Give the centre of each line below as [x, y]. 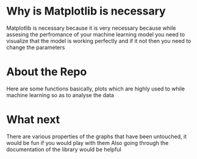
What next [33, 120]
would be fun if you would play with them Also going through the [88, 143]
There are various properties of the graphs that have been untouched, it [97, 136]
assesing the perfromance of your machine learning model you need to [96, 34]
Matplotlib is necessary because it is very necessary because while [91, 28]
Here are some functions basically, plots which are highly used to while [96, 89]
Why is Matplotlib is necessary [86, 11]
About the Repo [47, 72]
